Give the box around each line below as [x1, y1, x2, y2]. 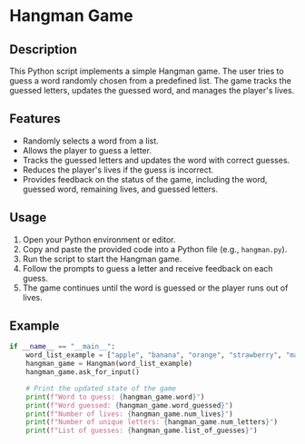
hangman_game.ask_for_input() [25, 368, 141, 377]
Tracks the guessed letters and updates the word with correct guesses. [22, 154, 290, 165]
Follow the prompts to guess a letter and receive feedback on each [22, 262, 274, 273]
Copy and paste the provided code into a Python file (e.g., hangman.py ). [22, 243, 288, 254]
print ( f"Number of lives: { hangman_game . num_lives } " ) [25, 409, 233, 419]
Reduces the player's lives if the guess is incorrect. [22, 164, 214, 175]
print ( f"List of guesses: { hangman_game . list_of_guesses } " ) [25, 426, 258, 436]
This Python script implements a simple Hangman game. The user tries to [9, 65, 284, 76]
